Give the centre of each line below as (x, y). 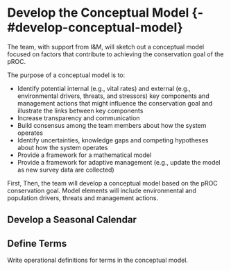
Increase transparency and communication (78, 118)
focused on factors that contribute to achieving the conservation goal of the (115, 54)
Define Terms (37, 244)
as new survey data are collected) (66, 170)
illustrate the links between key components (80, 110)
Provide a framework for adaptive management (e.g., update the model (119, 162)
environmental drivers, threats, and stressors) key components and (113, 96)
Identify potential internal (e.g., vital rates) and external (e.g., (104, 88)
